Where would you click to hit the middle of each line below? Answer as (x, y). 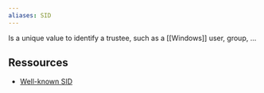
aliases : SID (30, 15)
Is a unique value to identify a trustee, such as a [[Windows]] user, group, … (132, 38)
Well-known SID (46, 82)
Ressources (39, 63)
